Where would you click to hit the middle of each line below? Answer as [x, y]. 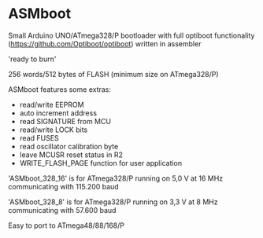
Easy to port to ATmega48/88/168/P [66, 225]
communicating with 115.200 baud [64, 186]
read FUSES [39, 137]
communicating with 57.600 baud [62, 210]
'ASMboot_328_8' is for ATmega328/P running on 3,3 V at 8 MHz [113, 202]
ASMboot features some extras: [60, 89]
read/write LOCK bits [54, 130]
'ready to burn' [32, 59]
